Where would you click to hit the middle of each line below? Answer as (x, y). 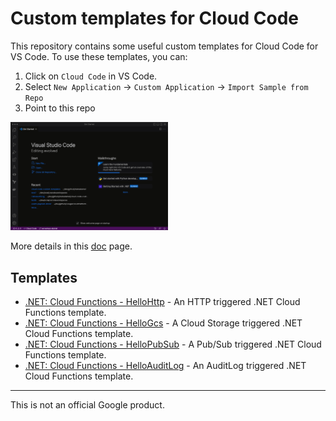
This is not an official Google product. (87, 405)
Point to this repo (60, 108)
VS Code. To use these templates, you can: (99, 56)
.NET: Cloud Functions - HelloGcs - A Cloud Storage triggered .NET (163, 323)
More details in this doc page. (71, 246)
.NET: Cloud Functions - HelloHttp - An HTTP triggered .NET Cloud (162, 302)
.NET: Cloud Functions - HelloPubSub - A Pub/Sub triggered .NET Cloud (173, 344)
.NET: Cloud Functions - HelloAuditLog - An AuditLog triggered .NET (165, 366)
